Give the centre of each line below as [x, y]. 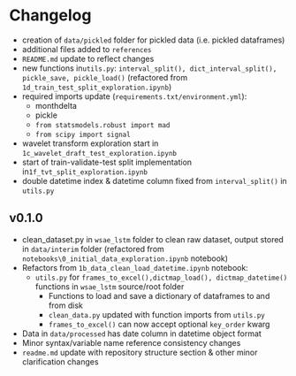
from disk [66, 305]
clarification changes [60, 361]
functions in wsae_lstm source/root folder [110, 286]
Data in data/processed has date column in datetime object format [142, 334]
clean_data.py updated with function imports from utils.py [156, 314]
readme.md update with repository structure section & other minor [140, 352]
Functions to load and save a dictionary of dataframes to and [159, 295]
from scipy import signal [83, 134]
